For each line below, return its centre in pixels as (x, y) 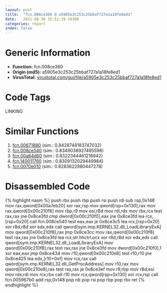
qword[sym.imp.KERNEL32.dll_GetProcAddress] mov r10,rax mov (72, 264)
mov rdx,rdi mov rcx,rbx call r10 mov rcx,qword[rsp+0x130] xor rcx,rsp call (82, 274)
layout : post (19, 10)
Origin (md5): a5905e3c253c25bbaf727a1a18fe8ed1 (66, 72)
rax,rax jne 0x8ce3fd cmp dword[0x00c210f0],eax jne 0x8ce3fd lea (75, 216)
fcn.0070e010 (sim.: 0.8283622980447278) (58, 166)
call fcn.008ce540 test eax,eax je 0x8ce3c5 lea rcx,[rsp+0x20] (94, 221)
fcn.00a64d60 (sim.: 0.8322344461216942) (58, 155)
